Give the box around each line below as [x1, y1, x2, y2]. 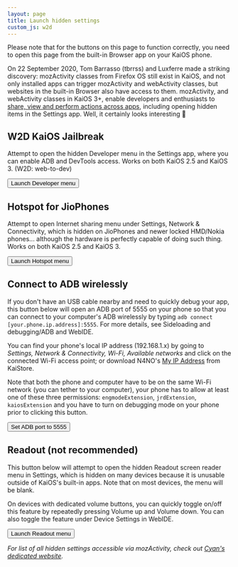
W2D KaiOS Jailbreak [7, 130, 104, 142]
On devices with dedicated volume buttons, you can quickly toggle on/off [7, 499, 222, 508]
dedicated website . [7, 551, 64, 560]
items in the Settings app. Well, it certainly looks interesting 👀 [7, 110, 186, 118]
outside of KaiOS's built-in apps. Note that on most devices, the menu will [7, 478, 224, 487]
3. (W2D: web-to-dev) [7, 164, 72, 173]
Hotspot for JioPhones [7, 201, 109, 213]
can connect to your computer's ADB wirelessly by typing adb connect [7, 312, 213, 321]
